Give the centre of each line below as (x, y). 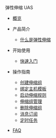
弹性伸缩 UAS (19, 8)
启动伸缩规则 (33, 95)
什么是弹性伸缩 (35, 40)
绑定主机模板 (33, 89)
